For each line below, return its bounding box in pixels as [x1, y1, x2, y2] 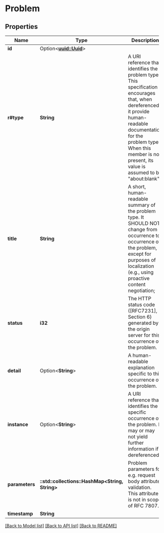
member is [127, 151, 152, 157]
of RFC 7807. [127, 502, 160, 509]
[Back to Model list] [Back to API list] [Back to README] [5, 523, 117, 529]
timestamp [7, 511, 33, 517]
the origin [127, 326, 150, 333]
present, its [127, 157, 154, 164]
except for [127, 250, 151, 257]
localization [127, 263, 155, 269]
